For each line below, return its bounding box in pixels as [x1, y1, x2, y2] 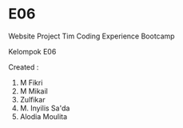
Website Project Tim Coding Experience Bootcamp [8, 31, 175, 41]
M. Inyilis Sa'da [19, 103, 70, 113]
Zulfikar [19, 94, 46, 104]
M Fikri [19, 78, 43, 87]
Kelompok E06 [8, 46, 57, 56]
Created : [8, 62, 39, 72]
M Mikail [19, 86, 48, 96]
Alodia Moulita [19, 111, 68, 121]
